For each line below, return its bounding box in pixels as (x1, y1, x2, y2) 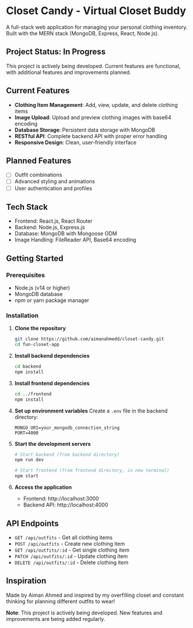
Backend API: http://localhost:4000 (23, 501, 108, 509)
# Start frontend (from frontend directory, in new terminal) (14, 468, 170, 473)
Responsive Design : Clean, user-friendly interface (14, 139, 137, 146)
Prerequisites (6, 271, 45, 279)
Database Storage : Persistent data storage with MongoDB (14, 126, 156, 133)
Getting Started (6, 253, 64, 263)
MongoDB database (14, 291, 63, 298)
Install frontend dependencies (14, 380, 90, 387)
